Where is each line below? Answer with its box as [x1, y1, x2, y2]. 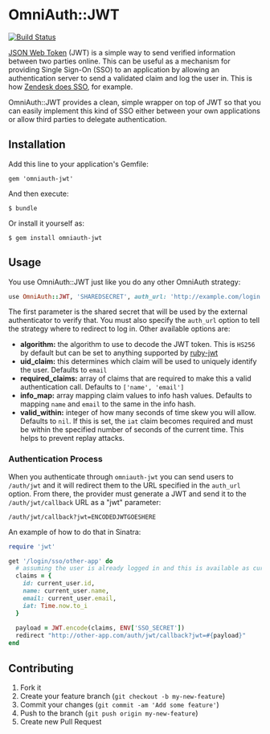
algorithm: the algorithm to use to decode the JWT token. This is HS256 [19, 340, 256, 349]
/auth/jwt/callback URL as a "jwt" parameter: [8, 497, 162, 507]
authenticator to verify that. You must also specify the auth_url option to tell [8, 316, 260, 325]
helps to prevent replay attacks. [19, 434, 125, 443]
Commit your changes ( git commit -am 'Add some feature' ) [19, 699, 219, 709]
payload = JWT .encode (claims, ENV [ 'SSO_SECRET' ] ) [15, 624, 185, 632]
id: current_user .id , [22, 580, 95, 588]
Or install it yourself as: [8, 218, 84, 228]
